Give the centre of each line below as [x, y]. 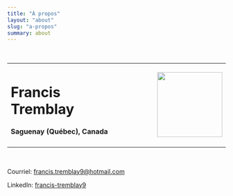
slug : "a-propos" [32, 26]
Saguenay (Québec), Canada [60, 132]
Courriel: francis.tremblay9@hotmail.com [66, 171]
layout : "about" [31, 20]
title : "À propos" [34, 14]
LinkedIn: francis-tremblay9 [47, 185]
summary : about [29, 33]
